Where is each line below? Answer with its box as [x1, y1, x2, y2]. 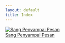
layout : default [5, 7, 40, 13]
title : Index [5, 12, 33, 17]
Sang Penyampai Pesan [5, 32, 55, 38]
